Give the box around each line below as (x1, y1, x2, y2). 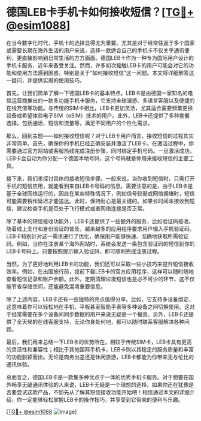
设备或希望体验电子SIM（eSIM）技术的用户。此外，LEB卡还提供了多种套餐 (6, 112, 190, 119)
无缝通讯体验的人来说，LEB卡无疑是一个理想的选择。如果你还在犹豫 (22, 381, 189, 388)
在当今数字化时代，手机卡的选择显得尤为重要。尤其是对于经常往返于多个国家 (6, 39, 195, 46)
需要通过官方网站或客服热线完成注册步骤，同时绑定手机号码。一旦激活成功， (6, 147, 195, 154)
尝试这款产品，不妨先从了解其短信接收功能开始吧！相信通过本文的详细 (16, 388, 190, 396)
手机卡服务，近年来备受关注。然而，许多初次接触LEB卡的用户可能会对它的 (6, 61, 189, 69)
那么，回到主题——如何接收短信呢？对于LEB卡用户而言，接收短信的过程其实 (6, 132, 194, 139)
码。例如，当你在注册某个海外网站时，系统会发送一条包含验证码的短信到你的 (6, 240, 195, 247)
